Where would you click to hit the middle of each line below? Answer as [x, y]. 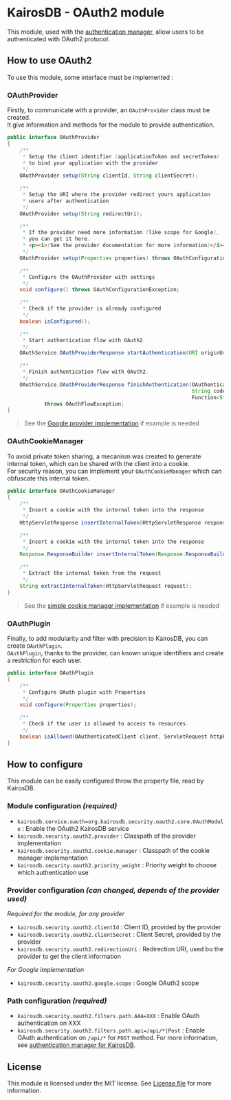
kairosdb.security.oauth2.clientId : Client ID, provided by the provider [119, 927]
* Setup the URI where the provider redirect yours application [117, 195]
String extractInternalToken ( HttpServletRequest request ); [106, 586]
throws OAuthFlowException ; [84, 404]
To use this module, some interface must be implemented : [90, 77]
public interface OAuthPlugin [51, 673]
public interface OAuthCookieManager [61, 491]
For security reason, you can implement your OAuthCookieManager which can [114, 471]
